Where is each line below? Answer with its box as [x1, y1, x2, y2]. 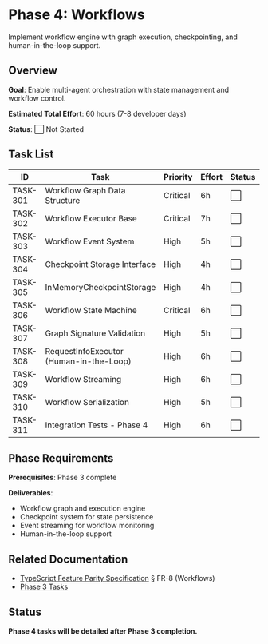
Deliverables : [8, 488, 53, 498]
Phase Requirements [8, 451, 114, 465]
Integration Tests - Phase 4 [45, 419, 148, 431]
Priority [163, 171, 193, 182]
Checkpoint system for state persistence [19, 512, 154, 522]
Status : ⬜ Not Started [8, 124, 85, 133]
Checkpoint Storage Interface [45, 258, 156, 269]
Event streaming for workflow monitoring [19, 521, 155, 531]
